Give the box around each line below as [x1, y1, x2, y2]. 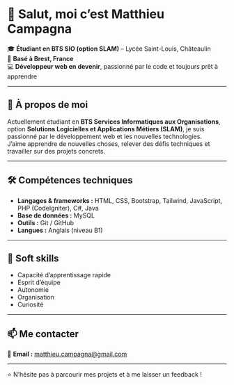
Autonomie [17, 286, 49, 294]
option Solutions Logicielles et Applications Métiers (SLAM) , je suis [7, 124, 205, 133]
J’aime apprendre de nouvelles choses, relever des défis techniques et [7, 139, 210, 148]
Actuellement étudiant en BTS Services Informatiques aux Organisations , [7, 117, 221, 126]
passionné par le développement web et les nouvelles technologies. [7, 132, 202, 140]
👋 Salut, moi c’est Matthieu [7, 6, 165, 22]
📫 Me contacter [7, 328, 79, 340]
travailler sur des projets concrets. [7, 147, 106, 155]
